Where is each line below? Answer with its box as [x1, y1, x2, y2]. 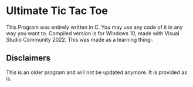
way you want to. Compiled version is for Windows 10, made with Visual [6, 29, 180, 36]
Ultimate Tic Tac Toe [6, 4, 109, 18]
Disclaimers [6, 53, 51, 63]
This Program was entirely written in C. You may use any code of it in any [6, 24, 183, 31]
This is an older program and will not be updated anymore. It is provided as [6, 69, 188, 76]
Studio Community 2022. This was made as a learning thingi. [6, 36, 154, 43]
